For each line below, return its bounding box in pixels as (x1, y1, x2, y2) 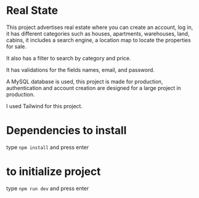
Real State (6, 4, 58, 18)
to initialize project (6, 165, 101, 179)
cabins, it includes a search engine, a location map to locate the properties (6, 36, 191, 43)
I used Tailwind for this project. (6, 102, 83, 109)
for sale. (6, 43, 27, 50)
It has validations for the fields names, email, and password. (6, 66, 155, 73)
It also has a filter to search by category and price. (6, 54, 131, 62)
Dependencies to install (6, 124, 127, 138)
